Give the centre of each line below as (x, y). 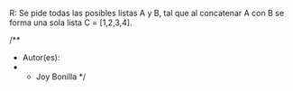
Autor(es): (41, 57)
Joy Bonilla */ (61, 77)
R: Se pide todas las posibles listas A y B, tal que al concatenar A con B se (147, 13)
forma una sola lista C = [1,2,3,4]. (71, 23)
